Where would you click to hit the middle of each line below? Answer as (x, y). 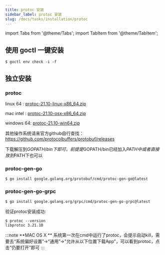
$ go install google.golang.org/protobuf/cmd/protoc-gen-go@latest (77, 179)
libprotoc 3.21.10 (24, 225)
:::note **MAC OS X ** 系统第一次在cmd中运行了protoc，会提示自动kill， (80, 235)
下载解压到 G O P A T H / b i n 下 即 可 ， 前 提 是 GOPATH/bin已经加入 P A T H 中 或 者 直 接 (82, 149)
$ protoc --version (25, 221)
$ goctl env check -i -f (31, 62)
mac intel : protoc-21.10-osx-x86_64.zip (46, 113)
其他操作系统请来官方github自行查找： (44, 133)
